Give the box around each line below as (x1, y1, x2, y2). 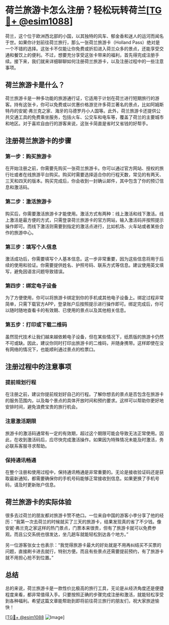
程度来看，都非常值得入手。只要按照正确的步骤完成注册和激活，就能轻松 (5, 591, 155, 597)
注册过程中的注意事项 (5, 362, 71, 371)
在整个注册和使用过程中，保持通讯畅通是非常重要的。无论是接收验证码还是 (5, 469, 159, 475)
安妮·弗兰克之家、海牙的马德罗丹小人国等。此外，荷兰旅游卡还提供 (18, 108, 157, 114)
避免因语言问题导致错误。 (14, 269, 67, 275)
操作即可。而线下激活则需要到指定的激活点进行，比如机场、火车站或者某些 (5, 223, 159, 229)
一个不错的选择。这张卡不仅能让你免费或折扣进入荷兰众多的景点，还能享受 (5, 45, 159, 51)
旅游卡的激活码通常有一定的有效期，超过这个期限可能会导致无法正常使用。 (5, 430, 159, 436)
